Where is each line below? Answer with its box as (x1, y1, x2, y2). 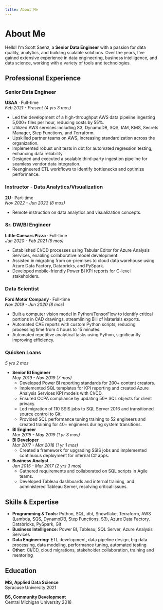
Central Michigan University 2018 (5, 599, 72, 605)
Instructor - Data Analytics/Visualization (5, 183, 103, 190)
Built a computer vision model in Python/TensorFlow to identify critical (12, 311, 153, 317)
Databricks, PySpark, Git (12, 521, 62, 527)
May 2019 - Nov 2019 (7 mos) (12, 375, 72, 381)
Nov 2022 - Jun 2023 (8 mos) (5, 200, 66, 205)
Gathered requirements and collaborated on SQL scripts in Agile (19, 468, 148, 474)
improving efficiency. (12, 337, 54, 343)
